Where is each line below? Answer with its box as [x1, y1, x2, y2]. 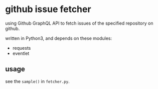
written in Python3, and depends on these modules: [5, 35, 112, 41]
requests [12, 45, 31, 51]
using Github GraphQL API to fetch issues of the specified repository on [5, 20, 153, 26]
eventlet [12, 50, 30, 56]
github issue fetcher [5, 4, 91, 15]
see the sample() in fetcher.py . [5, 78, 70, 84]
